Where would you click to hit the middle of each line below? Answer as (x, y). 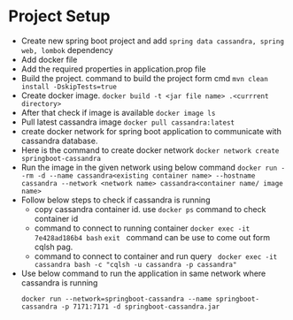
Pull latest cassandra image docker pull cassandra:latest (128, 122)
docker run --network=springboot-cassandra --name (116, 299)
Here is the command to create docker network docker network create (150, 150)
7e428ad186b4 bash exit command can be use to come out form (152, 237)
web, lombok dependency (67, 50)
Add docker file (49, 59)
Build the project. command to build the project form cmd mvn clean (145, 78)
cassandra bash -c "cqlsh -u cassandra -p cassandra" (135, 264)
